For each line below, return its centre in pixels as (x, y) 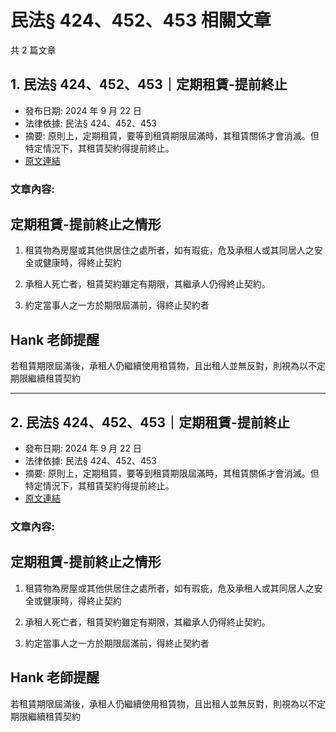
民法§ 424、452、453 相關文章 (141, 20)
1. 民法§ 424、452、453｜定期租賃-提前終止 (149, 84)
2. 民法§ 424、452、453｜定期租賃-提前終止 (150, 422)
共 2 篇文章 (33, 50)
